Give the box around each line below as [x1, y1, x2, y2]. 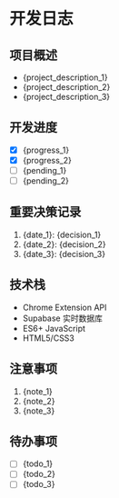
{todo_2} [22, 469, 56, 480]
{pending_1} [22, 164, 67, 175]
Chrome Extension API [22, 302, 107, 313]
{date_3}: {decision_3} [22, 248, 106, 259]
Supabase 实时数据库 [22, 313, 103, 324]
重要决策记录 [9, 204, 82, 220]
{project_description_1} [22, 72, 108, 83]
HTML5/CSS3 [22, 333, 74, 344]
